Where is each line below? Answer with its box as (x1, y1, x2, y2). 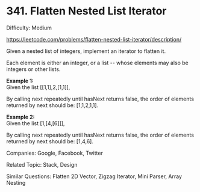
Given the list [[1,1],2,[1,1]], (6, 83, 70, 91)
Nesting (6, 179, 26, 186)
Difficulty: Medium (6, 24, 52, 31)
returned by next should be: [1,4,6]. (6, 137, 93, 145)
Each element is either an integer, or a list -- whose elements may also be (6, 59, 189, 66)
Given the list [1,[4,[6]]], (6, 119, 65, 127)
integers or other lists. (6, 65, 61, 73)
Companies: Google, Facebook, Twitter (6, 149, 104, 156)
